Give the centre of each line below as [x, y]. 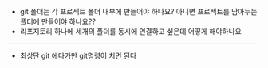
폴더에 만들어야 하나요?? [57, 21]
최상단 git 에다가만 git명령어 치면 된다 [78, 55]
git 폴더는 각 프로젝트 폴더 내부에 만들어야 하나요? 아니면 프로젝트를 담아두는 [138, 11]
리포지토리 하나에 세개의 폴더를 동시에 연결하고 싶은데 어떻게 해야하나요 [130, 31]
